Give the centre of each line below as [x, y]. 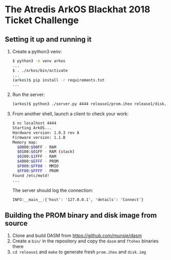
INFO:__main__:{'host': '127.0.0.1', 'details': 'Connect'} [78, 199]
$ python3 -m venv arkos [39, 61]
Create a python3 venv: [37, 52]
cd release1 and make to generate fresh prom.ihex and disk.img [79, 252]
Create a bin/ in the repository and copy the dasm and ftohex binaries [85, 241]
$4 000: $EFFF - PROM [38, 162]
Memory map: [25, 142]
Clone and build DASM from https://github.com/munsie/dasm [77, 236]
